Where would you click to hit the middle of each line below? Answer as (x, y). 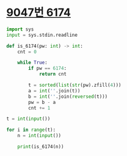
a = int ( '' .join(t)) (54, 91)
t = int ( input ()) (28, 119)
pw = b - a (42, 102)
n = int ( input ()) (39, 136)
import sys (20, 29)
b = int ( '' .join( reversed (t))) (68, 96)
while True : (32, 63)
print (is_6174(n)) (41, 147)
